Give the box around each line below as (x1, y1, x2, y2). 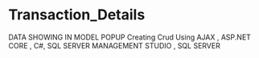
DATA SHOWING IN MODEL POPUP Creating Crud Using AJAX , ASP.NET (8, 32, 252, 42)
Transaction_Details (8, 6, 146, 24)
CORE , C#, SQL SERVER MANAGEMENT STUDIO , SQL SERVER (8, 40, 221, 50)
